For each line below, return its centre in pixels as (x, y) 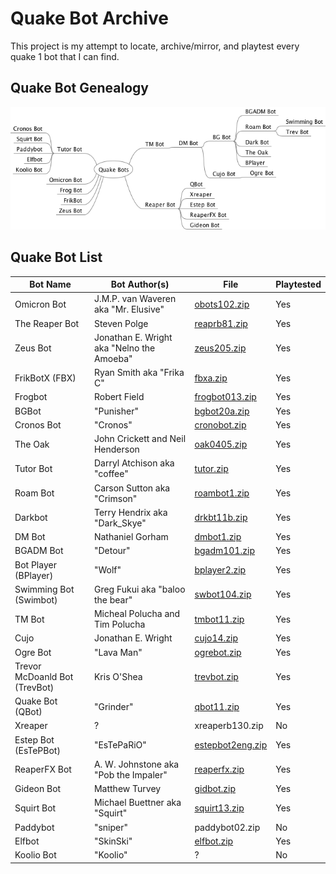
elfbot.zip (214, 841)
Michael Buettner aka (137, 803)
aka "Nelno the (124, 348)
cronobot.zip (220, 424)
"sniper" (111, 827)
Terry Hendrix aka (130, 512)
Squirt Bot (35, 808)
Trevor (28, 666)
